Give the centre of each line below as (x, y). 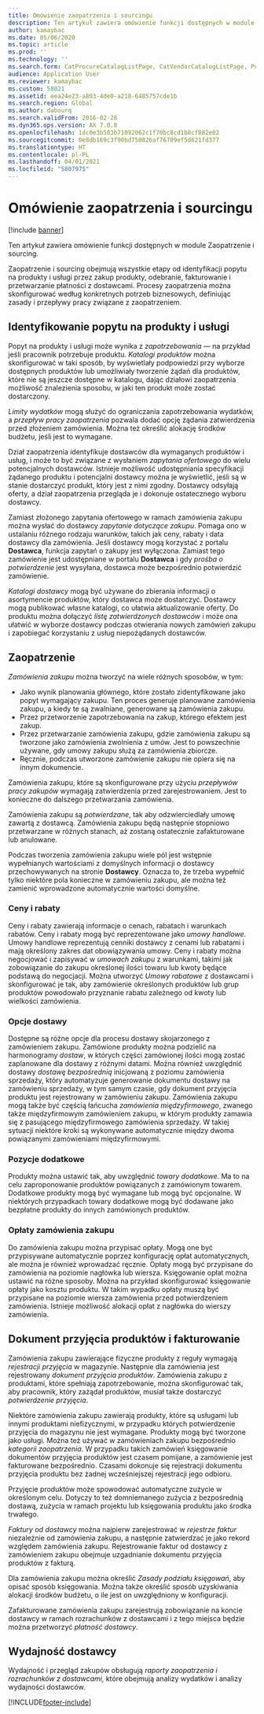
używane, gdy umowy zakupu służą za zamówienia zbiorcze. (118, 750)
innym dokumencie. (51, 767)
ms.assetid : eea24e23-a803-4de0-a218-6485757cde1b (93, 96)
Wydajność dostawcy (62, 1651)
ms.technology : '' (38, 60)
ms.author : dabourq (40, 111)
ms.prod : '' (27, 52)
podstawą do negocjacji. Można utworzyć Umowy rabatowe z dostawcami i (131, 975)
